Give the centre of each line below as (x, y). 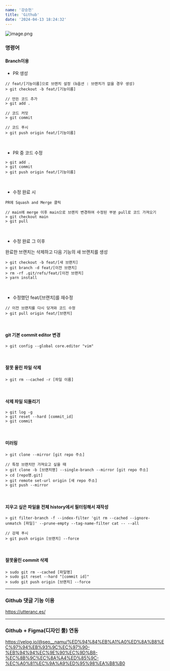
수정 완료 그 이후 (29, 241)
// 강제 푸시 (17, 533)
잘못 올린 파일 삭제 (23, 367)
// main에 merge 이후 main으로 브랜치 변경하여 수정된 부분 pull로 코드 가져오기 (81, 212)
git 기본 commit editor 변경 (33, 335)
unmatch (13, 523)
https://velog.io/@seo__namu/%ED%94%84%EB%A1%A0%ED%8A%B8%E (85, 642)
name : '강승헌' (20, 10)
